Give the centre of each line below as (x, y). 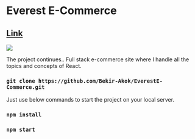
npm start (21, 130)
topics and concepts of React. (44, 66)
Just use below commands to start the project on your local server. (90, 100)
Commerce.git (26, 87)
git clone (21, 81)
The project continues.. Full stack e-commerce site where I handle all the (98, 59)
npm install (24, 115)
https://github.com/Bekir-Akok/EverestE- (101, 81)
